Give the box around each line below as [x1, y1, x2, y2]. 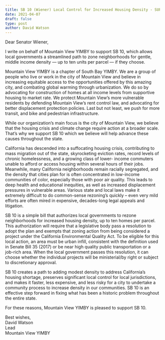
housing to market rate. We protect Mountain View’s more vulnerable [5, 95, 144, 101]
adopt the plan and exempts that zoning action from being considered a [5, 228, 150, 234]
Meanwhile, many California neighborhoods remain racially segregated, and [5, 166, 159, 172]
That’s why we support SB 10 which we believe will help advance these [5, 131, 149, 136]
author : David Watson [5, 26, 50, 31]
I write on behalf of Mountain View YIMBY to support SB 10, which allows [5, 49, 153, 55]
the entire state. [5, 295, 37, 301]
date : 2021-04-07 [5, 12, 41, 17]
